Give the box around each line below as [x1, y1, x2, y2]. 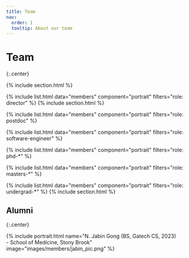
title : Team [6, 8, 35, 15]
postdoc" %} [6, 117, 37, 124]
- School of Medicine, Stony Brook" [6, 239, 93, 246]
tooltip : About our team [11, 25, 73, 31]
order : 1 [11, 20, 33, 25]
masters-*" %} [6, 170, 43, 178]
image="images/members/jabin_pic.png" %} [6, 245, 115, 252]
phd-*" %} [6, 153, 32, 160]
